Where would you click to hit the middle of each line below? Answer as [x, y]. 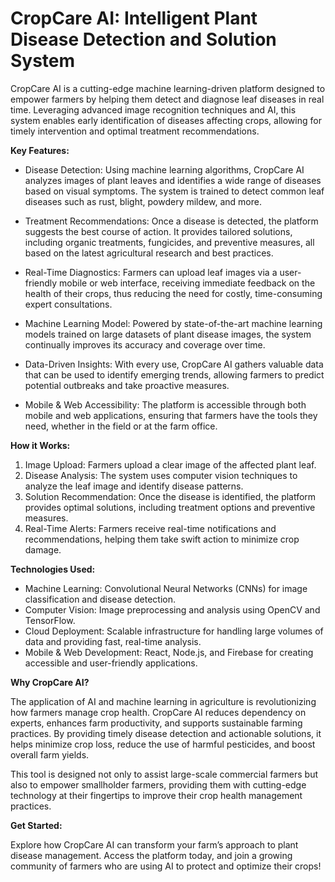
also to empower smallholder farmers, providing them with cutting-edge [158, 784]
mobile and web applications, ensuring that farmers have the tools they [171, 415]
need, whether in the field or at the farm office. [121, 426]
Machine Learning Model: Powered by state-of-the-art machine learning [173, 323]
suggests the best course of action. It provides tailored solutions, [158, 231]
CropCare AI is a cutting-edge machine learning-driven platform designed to [168, 88]
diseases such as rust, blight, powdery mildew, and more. [143, 201]
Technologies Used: [53, 569]
